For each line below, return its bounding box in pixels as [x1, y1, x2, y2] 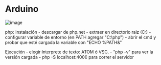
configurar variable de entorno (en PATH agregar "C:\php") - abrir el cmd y [5, 34, 156, 40]
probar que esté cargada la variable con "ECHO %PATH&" [5, 39, 122, 45]
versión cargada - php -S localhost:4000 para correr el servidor [5, 54, 134, 60]
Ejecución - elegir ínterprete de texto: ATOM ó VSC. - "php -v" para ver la [5, 49, 153, 55]
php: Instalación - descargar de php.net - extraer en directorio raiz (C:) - [5, 29, 151, 35]
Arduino [5, 3, 39, 15]
